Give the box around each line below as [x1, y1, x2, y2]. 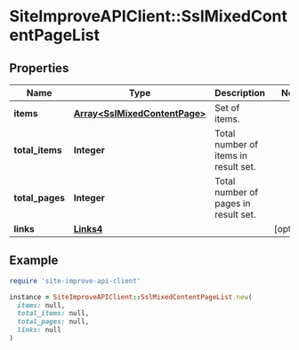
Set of [214, 102, 240, 114]
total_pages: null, [17, 317, 90, 326]
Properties [9, 60, 69, 76]
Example [9, 253, 59, 268]
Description [214, 87, 265, 99]
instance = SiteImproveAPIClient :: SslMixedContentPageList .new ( [9, 292, 253, 301]
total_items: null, [17, 309, 90, 318]
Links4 [73, 223, 103, 235]
